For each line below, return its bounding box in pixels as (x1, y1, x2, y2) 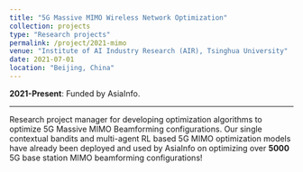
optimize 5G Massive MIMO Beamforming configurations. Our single (9, 123, 263, 134)
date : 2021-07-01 (9, 55, 75, 64)
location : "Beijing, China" (9, 64, 115, 73)
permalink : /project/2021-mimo (9, 38, 127, 48)
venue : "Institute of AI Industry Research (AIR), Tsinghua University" (9, 47, 289, 56)
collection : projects (9, 22, 91, 31)
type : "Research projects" (9, 30, 111, 39)
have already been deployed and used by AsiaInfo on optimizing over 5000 (9, 142, 290, 153)
